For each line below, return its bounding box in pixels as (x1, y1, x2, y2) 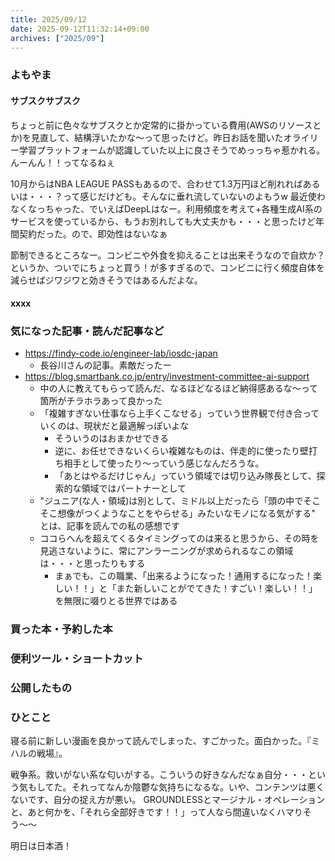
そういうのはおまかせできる (54, 432, 170, 445)
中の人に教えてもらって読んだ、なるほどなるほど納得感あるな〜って (39, 382, 319, 395)
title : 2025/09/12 (10, 14, 87, 25)
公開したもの (10, 681, 73, 695)
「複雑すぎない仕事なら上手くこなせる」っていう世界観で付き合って (39, 407, 320, 420)
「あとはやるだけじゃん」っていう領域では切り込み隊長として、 (54, 470, 317, 482)
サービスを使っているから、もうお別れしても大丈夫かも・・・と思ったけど (10, 215, 316, 227)
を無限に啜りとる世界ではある (54, 595, 178, 607)
